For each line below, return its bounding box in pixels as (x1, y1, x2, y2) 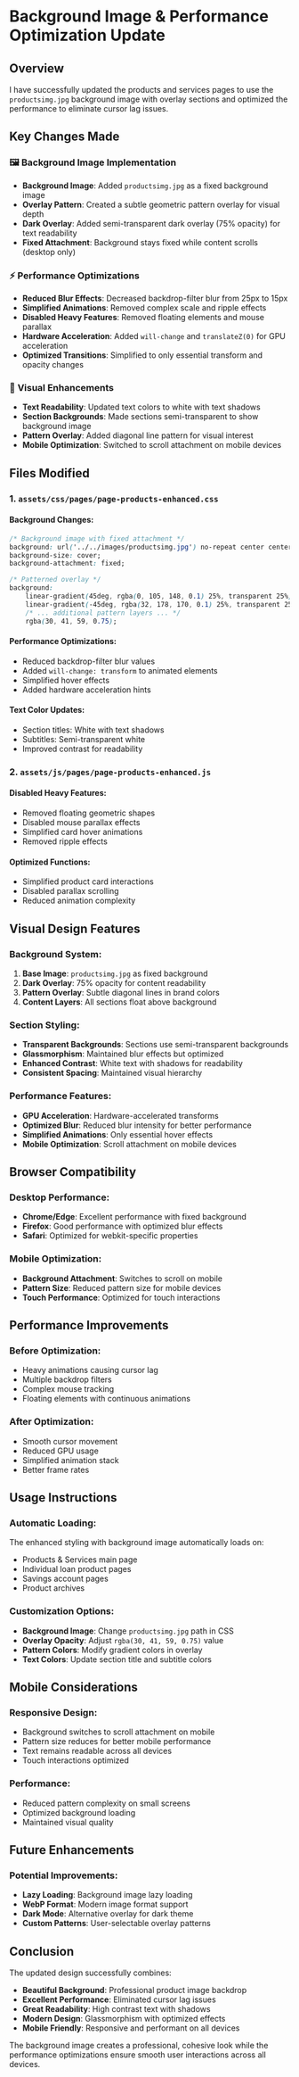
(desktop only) (21, 246, 77, 257)
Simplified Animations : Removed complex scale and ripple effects (21, 302, 267, 313)
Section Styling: (9, 1019, 80, 1031)
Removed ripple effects (21, 836, 109, 847)
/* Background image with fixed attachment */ (9, 534, 185, 543)
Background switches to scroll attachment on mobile (21, 1726, 215, 1737)
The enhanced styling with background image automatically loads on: (9, 1537, 264, 1548)
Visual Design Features (9, 921, 141, 936)
